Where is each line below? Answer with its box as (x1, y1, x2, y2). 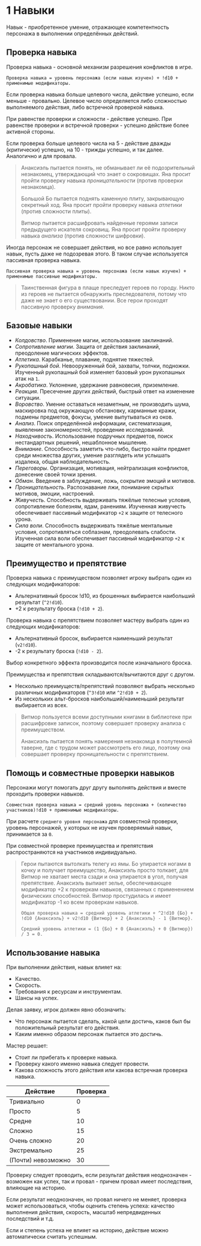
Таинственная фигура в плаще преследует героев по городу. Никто (20, 284, 195, 291)
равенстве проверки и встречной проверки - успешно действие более (6, 121, 189, 129)
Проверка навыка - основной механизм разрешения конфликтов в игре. (6, 63, 193, 70)
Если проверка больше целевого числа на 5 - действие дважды (6, 140, 171, 147)
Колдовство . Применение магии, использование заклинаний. (14, 336, 174, 343)
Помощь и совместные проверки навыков (6, 768, 175, 778)
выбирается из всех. (14, 702, 68, 709)
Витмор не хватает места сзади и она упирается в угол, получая (20, 873, 188, 880)
